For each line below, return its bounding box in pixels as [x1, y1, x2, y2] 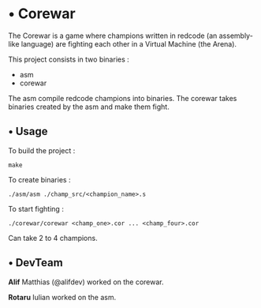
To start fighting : [8, 204, 65, 213]
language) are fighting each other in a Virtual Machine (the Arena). [21, 39, 237, 48]
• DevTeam [8, 256, 63, 269]
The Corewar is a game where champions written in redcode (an [8, 31, 218, 40]
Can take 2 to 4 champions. [8, 233, 98, 242]
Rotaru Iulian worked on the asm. [8, 292, 117, 302]
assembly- [218, 31, 254, 40]
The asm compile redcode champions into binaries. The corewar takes [8, 93, 237, 103]
